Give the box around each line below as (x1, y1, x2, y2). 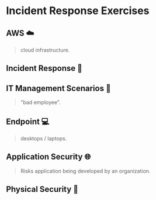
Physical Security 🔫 (6, 184, 79, 194)
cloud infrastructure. (20, 47, 70, 53)
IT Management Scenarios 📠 (6, 83, 111, 93)
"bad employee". (20, 99, 61, 106)
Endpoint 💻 (6, 116, 50, 126)
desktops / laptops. (20, 135, 67, 142)
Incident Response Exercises (6, 4, 150, 18)
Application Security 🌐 (6, 152, 91, 162)
